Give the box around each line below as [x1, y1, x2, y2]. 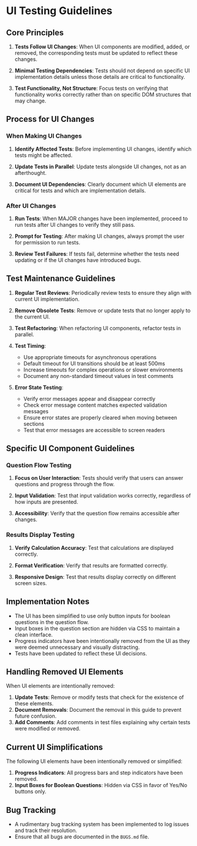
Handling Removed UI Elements [6, 666, 123, 676]
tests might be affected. [14, 151, 72, 158]
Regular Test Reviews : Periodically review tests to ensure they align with [14, 289, 192, 296]
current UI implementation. [14, 296, 80, 303]
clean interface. [14, 631, 53, 638]
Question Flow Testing [6, 461, 72, 469]
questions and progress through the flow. [14, 481, 115, 488]
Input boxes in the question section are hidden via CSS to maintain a [14, 625, 181, 632]
